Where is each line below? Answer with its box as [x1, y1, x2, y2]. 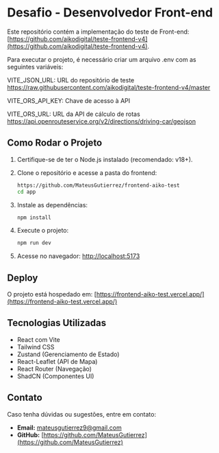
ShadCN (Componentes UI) [16, 372, 94, 380]
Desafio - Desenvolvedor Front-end [7, 5, 214, 21]
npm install [16, 214, 51, 221]
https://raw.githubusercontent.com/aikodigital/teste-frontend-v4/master [7, 83, 211, 91]
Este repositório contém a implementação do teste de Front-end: [7, 27, 190, 36]
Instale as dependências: [16, 200, 88, 209]
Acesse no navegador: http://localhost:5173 [16, 252, 140, 260]
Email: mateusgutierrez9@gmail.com [16, 423, 122, 432]
